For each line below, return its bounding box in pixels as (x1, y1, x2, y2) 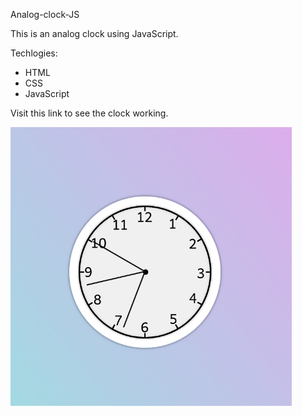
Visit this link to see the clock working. (10, 107, 169, 119)
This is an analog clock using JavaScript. (10, 28, 179, 39)
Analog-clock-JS (10, 9, 80, 20)
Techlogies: (10, 47, 58, 59)
